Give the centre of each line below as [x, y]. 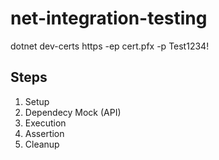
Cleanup [42, 144]
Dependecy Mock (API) [73, 112]
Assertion [44, 133]
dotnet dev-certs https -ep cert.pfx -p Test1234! [110, 46]
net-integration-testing [109, 18]
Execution [45, 123]
